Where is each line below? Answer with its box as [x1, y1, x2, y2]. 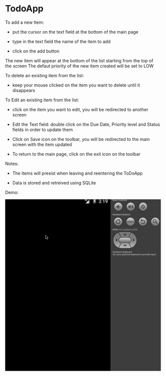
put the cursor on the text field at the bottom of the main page [12, 29, 139, 35]
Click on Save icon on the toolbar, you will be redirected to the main [12, 136, 150, 142]
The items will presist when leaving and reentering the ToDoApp [12, 170, 143, 176]
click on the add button [12, 48, 60, 54]
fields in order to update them [12, 127, 73, 133]
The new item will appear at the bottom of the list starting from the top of [5, 57, 154, 63]
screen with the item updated [12, 141, 73, 147]
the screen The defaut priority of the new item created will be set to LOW [5, 63, 154, 69]
